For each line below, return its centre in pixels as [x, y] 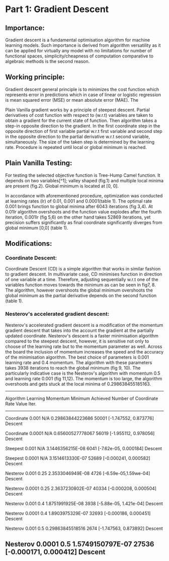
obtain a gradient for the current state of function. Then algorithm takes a [81, 120]
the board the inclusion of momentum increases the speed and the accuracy [84, 352]
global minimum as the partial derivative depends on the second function [81, 296]
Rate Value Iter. [21, 403]
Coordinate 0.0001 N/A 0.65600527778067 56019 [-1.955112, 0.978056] [80, 433]
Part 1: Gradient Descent [57, 9]
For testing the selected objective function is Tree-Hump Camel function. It [83, 175]
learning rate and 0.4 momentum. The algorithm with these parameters [79, 362]
